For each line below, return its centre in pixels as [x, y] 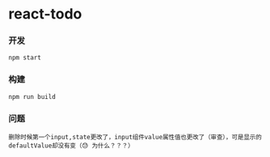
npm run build [32, 97]
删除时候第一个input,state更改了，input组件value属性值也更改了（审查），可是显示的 [135, 138]
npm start [25, 58]
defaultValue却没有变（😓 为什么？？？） [72, 146]
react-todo [45, 14]
